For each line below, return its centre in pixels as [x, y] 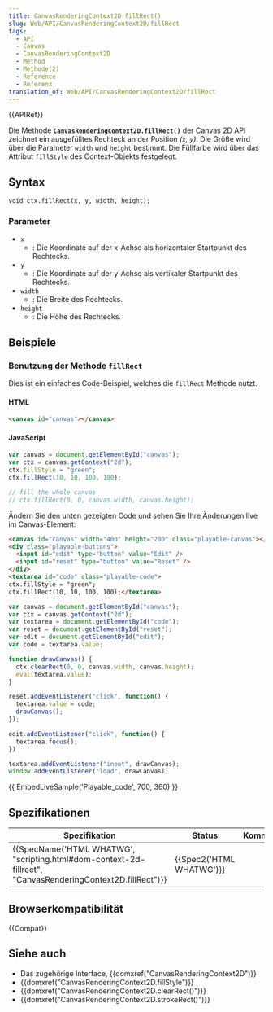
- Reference [36, 77]
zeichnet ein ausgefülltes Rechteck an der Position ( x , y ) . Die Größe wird [129, 139]
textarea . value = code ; [56, 704]
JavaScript [27, 437]
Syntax [27, 182]
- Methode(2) [38, 69]
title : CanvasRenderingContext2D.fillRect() [85, 16]
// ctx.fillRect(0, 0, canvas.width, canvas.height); [102, 500]
